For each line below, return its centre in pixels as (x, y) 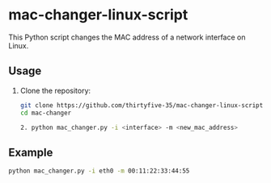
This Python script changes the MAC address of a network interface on (127, 37)
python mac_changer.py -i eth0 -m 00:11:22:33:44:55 (99, 171)
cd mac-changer (46, 113)
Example (31, 152)
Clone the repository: (55, 90)
